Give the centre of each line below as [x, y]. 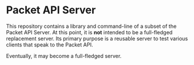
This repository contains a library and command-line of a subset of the [91, 26]
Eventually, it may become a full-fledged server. [64, 56]
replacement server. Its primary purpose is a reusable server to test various [97, 38]
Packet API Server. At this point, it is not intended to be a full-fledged [89, 32]
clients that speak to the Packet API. [50, 45]
